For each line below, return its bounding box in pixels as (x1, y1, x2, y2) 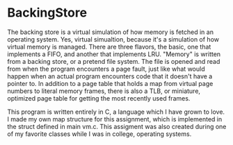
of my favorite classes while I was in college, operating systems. (7, 130, 192, 138)
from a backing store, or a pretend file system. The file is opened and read (7, 57, 220, 65)
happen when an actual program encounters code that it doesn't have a (7, 71, 213, 80)
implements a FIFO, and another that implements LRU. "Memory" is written (7, 50, 221, 58)
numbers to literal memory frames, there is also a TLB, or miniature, (7, 87, 200, 95)
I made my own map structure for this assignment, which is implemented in (7, 114, 223, 123)
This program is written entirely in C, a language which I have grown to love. (7, 108, 225, 116)
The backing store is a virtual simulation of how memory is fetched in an (7, 28, 214, 36)
